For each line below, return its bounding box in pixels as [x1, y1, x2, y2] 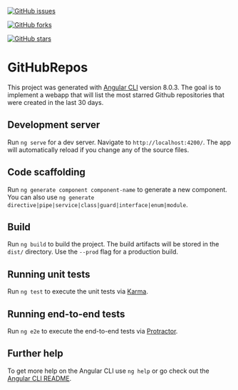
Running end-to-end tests [7, 308, 125, 320]
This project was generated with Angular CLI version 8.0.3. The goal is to [7, 83, 222, 91]
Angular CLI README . [7, 374, 72, 382]
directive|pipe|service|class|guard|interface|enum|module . [7, 200, 188, 209]
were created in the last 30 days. [7, 98, 104, 106]
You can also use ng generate [7, 193, 95, 201]
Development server [7, 119, 100, 131]
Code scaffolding [7, 166, 86, 179]
